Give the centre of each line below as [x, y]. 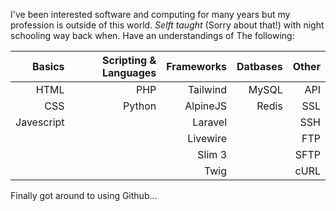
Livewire [207, 138]
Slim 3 [212, 154]
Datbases [259, 66]
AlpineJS [206, 106]
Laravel [210, 122]
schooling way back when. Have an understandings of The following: [152, 35]
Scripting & [129, 60]
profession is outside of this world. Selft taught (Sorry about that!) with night [167, 25]
